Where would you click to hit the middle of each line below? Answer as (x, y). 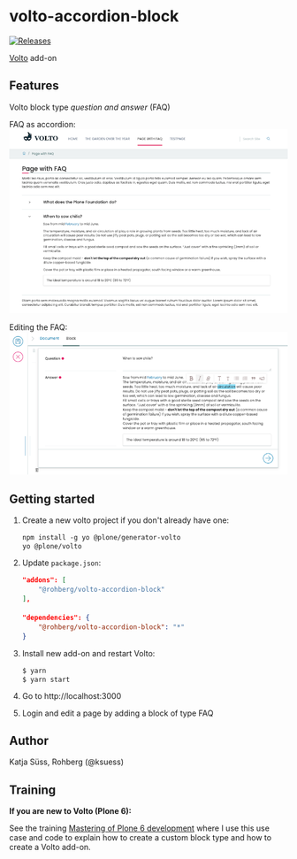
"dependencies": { (56, 617)
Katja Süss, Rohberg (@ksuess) (66, 762)
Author (29, 741)
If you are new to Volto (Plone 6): (70, 811)
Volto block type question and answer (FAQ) (90, 107)
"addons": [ (44, 580)
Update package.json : (61, 563)
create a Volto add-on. (50, 847)
